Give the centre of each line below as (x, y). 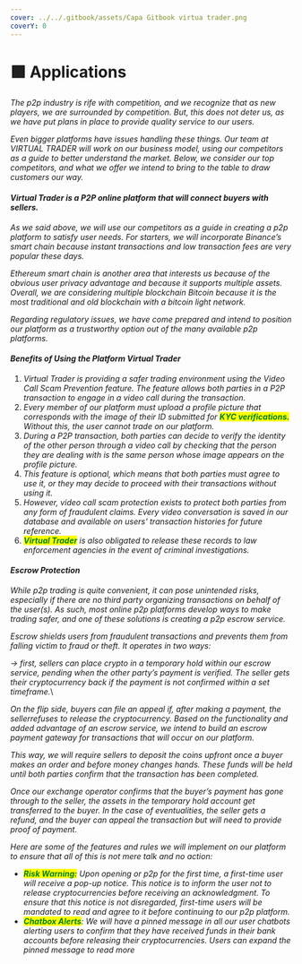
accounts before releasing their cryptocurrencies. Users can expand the (157, 941)
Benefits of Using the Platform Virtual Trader (96, 358)
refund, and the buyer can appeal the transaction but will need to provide (146, 820)
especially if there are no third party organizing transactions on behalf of (145, 600)
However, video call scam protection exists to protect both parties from (155, 502)
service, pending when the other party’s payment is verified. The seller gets (150, 673)
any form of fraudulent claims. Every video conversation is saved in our (155, 512)
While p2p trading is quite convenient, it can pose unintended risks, (135, 590)
